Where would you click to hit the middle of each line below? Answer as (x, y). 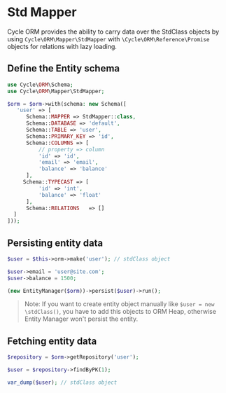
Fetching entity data (52, 341)
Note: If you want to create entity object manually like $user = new (119, 304)
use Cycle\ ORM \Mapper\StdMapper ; (56, 91)
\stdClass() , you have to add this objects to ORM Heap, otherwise (120, 312)
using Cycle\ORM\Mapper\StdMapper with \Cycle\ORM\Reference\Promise (108, 39)
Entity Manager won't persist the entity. (81, 319)
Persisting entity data (55, 243)
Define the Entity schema (64, 68)
